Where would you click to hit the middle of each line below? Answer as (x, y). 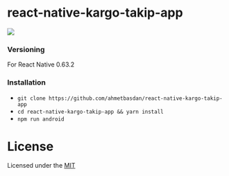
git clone (32, 98)
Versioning (26, 49)
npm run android (41, 119)
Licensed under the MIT (41, 166)
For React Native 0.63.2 (41, 64)
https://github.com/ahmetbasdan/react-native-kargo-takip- (136, 98)
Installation (27, 82)
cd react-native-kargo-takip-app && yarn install (91, 112)
